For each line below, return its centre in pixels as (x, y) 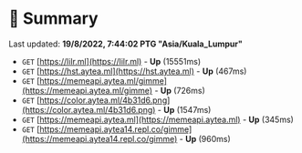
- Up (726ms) (180, 90)
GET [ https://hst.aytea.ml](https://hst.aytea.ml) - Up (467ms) (134, 71)
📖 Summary (53, 19)
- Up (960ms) (205, 138)
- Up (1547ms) (184, 109)
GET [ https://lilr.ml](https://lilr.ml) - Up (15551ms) (111, 61)
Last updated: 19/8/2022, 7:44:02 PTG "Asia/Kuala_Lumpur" (125, 44)
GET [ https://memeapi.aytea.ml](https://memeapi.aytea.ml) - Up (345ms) (157, 119)
